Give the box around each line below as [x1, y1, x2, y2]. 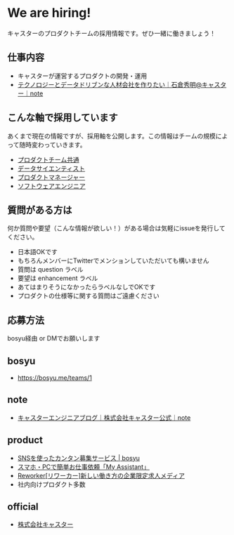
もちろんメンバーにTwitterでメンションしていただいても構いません [17, 256, 209, 265]
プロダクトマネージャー [17, 173, 86, 181]
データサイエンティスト [17, 164, 86, 173]
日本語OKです [17, 248, 58, 256]
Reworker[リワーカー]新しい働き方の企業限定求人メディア [17, 471, 185, 480]
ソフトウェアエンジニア [17, 181, 86, 190]
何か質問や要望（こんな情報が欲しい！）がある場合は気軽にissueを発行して [7, 224, 226, 232]
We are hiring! [7, 5, 91, 21]
